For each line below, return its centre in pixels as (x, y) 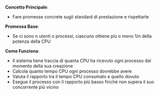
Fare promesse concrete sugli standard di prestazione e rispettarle (80, 17)
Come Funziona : (22, 51)
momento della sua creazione (42, 66)
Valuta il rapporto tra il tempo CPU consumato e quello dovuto (76, 76)
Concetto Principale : (27, 7)
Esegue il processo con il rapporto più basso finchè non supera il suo (83, 82)
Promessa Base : (22, 26)
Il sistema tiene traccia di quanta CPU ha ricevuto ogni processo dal (82, 61)
